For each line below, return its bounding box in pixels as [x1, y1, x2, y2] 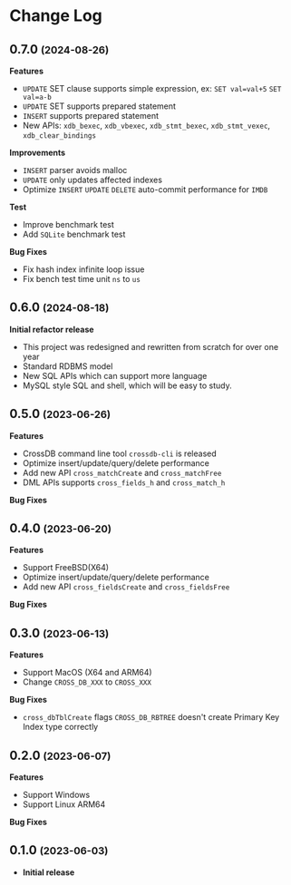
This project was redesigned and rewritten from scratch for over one [22, 341, 279, 352]
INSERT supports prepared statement [22, 111, 159, 121]
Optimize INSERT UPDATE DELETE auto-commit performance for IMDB [22, 184, 268, 195]
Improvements [9, 147, 66, 158]
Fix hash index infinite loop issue [22, 264, 145, 275]
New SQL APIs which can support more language [22, 370, 208, 381]
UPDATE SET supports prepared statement [22, 101, 177, 112]
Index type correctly [22, 722, 99, 733]
